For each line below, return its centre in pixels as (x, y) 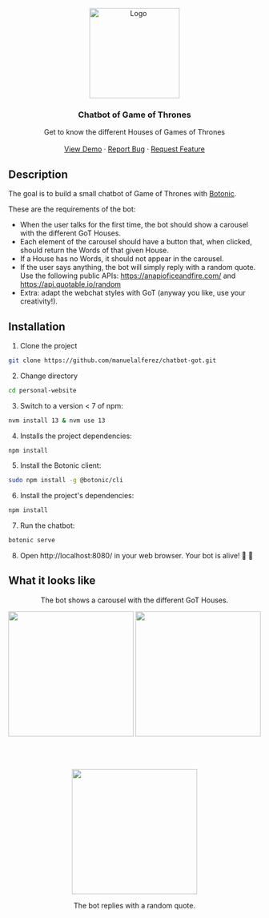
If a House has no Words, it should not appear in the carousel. (122, 259)
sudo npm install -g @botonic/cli (66, 481)
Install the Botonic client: (60, 465)
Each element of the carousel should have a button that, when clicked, (136, 242)
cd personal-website (43, 390)
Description (38, 174)
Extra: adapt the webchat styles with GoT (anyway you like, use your (132, 293)
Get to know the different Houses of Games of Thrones (134, 132)
